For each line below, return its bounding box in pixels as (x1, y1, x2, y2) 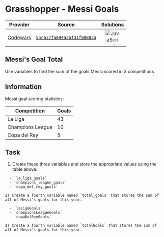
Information (5, 82, 42, 91)
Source (57, 21, 75, 28)
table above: (12, 166, 38, 172)
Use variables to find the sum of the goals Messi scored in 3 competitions (5, 68, 154, 74)
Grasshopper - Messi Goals (5, 3, 119, 15)
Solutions (101, 21, 124, 28)
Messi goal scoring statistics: (5, 96, 64, 102)
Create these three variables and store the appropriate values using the (12, 161, 157, 167)
